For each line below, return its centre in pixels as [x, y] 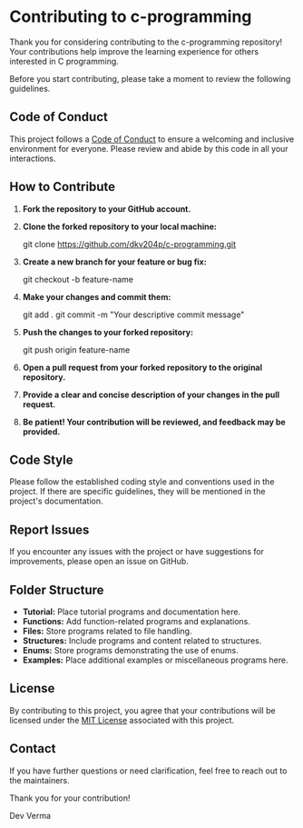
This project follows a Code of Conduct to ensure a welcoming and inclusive [152, 139]
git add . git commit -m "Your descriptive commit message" [133, 314]
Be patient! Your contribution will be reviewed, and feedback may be [154, 422]
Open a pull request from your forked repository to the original [142, 367]
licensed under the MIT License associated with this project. [122, 720]
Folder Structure [57, 589]
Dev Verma [30, 815]
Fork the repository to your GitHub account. [107, 209]
